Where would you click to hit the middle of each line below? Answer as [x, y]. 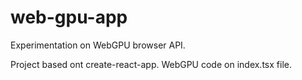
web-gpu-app [69, 17]
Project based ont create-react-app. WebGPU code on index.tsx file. [151, 64]
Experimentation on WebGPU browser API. [98, 45]
